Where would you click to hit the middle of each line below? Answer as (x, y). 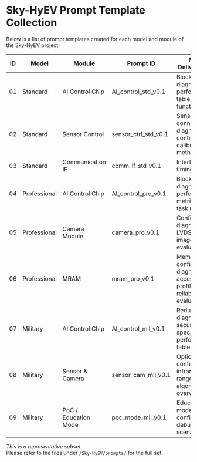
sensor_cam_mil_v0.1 (141, 375)
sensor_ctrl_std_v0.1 (140, 134)
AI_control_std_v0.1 (139, 92)
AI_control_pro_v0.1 (139, 193)
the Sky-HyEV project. (33, 45)
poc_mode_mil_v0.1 (139, 417)
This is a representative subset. (44, 446)
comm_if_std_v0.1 (137, 166)
